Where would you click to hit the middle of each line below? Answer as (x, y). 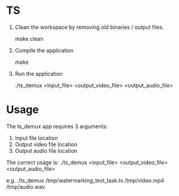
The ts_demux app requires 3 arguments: (57, 126)
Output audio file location (46, 150)
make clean (29, 38)
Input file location (36, 138)
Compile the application (44, 50)
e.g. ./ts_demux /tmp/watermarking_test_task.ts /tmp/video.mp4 (85, 180)
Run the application (39, 73)
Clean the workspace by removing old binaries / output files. (89, 27)
